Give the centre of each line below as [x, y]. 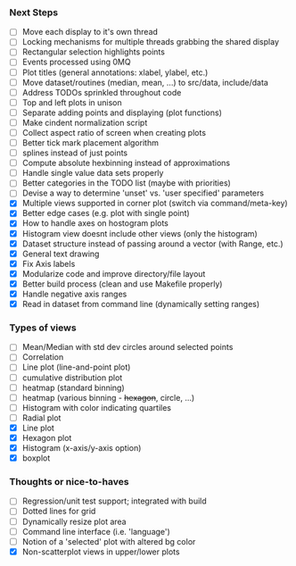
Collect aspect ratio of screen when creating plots [114, 132]
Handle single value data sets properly [93, 173]
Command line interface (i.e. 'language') [96, 531]
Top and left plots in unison [72, 102]
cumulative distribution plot [72, 378]
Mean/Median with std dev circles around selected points [127, 347]
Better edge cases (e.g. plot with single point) [106, 213]
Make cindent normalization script [85, 122]
